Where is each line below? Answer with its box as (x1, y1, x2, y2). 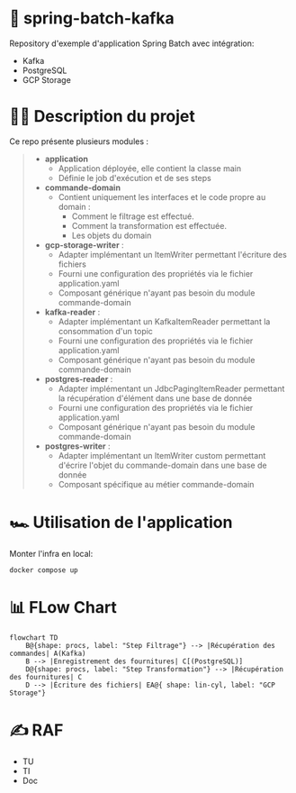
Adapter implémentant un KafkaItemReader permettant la (58, 315, 271, 327)
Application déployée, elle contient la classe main (58, 162, 241, 174)
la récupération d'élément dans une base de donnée (58, 392, 253, 404)
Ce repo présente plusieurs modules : (9, 135, 149, 147)
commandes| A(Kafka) (9, 649, 87, 658)
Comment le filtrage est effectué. (71, 211, 195, 222)
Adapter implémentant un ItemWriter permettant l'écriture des (58, 249, 288, 260)
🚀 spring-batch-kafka (9, 8, 175, 29)
